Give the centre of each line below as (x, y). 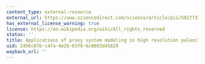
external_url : (24, 18)
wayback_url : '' (27, 52)
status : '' (20, 35)
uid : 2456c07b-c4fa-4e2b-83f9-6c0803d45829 (63, 46)
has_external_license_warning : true (53, 23)
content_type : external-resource (49, 12)
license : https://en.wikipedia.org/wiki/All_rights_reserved (86, 29)
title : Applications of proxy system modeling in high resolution (92, 40)
